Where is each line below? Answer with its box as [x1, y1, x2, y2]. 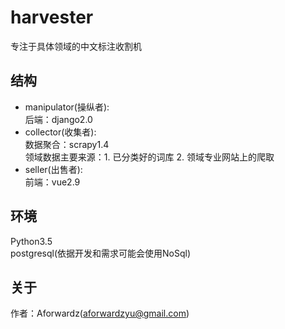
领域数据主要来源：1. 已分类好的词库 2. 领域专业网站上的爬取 [24, 151, 275, 163]
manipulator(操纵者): [24, 101, 110, 113]
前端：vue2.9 [24, 176, 81, 188]
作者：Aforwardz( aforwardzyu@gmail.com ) [10, 307, 190, 320]
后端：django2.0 [24, 113, 93, 125]
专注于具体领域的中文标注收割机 [10, 40, 142, 52]
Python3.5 [10, 235, 53, 247]
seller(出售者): [24, 163, 83, 175]
